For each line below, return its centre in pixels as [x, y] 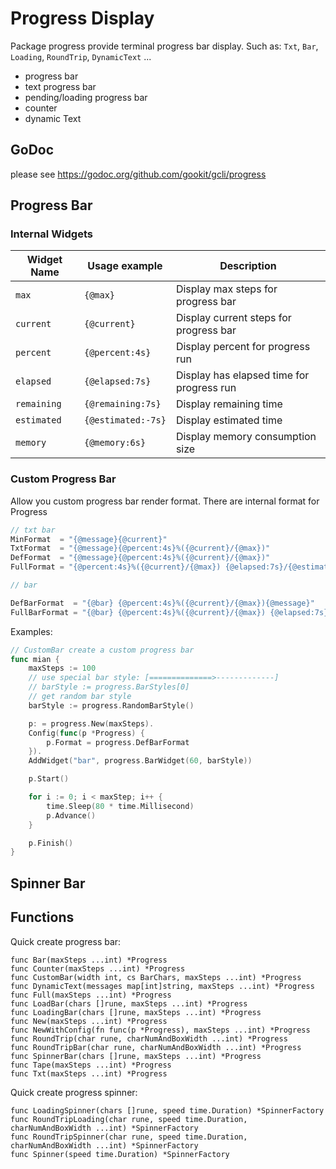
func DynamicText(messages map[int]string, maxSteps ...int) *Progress [162, 986]
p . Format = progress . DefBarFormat [118, 742]
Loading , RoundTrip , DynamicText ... [81, 56]
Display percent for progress [243, 347]
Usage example [125, 266]
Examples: [31, 631]
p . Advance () [71, 815]
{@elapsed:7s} [117, 381]
